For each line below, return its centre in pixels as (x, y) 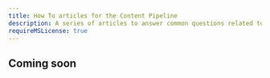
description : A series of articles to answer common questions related (131, 23)
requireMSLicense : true (48, 31)
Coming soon (43, 63)
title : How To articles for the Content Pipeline (93, 16)
